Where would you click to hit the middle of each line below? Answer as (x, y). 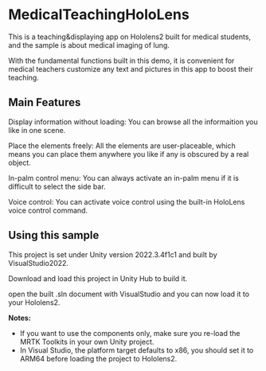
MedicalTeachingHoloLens (99, 15)
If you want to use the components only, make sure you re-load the (130, 333)
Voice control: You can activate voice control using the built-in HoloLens (127, 201)
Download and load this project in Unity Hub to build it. (98, 278)
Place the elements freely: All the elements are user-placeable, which (122, 146)
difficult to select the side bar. (57, 186)
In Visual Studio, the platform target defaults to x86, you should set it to (137, 350)
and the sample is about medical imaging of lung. (89, 45)
